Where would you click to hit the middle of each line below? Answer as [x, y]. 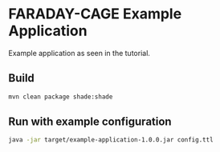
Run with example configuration [90, 122]
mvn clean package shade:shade [61, 97]
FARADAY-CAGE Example [95, 14]
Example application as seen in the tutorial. [79, 53]
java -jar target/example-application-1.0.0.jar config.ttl [111, 140]
